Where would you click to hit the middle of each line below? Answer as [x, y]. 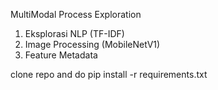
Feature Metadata [61, 55]
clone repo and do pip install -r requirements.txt [109, 74]
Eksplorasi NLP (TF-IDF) [74, 33]
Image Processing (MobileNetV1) [92, 44]
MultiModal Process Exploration [76, 14]
